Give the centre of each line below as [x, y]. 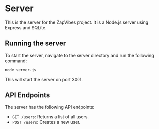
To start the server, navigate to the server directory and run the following [79, 55]
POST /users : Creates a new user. [46, 122]
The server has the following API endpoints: [50, 107]
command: [16, 61]
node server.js [21, 70]
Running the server [36, 44]
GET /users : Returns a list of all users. [51, 117]
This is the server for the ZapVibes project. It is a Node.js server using [77, 22]
